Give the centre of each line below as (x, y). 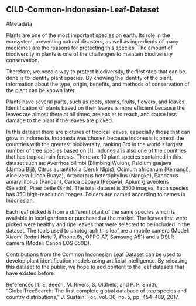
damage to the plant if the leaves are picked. (60, 120)
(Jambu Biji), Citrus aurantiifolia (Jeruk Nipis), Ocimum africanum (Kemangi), (98, 169)
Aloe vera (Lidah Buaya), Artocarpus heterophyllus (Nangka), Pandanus (92, 175)
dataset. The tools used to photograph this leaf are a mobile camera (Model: (98, 230)
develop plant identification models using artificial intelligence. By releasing (97, 260)
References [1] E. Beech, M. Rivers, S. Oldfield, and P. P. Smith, (82, 284)
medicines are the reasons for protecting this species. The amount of (90, 48)
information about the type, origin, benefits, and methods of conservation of (98, 84)
